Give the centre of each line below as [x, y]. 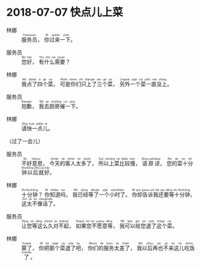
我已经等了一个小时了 [99, 194]
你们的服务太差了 [109, 248]
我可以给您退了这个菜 [146, 226]
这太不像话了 [37, 203]
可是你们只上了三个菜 [86, 84]
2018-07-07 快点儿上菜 [65, 12]
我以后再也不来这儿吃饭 [166, 248]
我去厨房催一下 [57, 106]
